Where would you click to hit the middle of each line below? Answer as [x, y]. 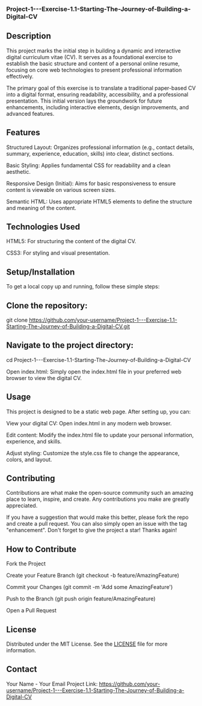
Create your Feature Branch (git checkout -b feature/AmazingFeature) [93, 576]
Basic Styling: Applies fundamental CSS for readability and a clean [88, 165]
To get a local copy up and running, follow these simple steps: [83, 287]
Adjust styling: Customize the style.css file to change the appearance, [93, 453]
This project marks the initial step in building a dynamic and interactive [94, 51]
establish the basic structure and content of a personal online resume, [93, 63]
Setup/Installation [41, 272]
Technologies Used [43, 227]
